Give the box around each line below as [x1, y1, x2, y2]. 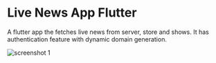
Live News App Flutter [7, 5, 137, 21]
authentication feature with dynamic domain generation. [7, 35, 168, 43]
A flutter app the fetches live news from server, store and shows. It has [7, 28, 209, 36]
